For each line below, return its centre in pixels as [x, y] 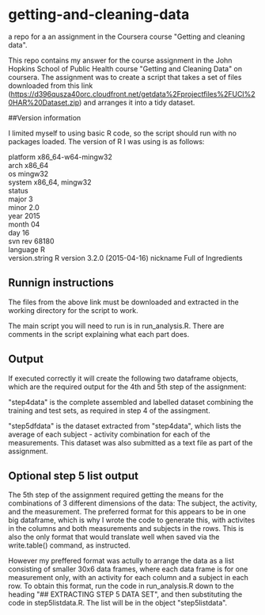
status [19, 190]
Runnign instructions [61, 283]
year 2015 [25, 216]
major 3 [21, 199]
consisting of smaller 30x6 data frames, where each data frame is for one [128, 569]
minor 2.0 [24, 207]
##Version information [45, 117]
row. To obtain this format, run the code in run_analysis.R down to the [121, 586]
